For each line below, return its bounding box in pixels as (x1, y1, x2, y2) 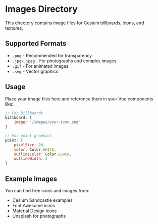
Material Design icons (12, 208, 57, 214)
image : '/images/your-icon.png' (14, 120, 81, 125)
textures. (5, 25, 23, 31)
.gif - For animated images (12, 63, 69, 69)
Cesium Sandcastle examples (12, 197, 73, 203)
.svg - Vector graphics (12, 68, 58, 74)
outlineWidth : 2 (14, 156, 48, 161)
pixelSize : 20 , (14, 142, 46, 147)
